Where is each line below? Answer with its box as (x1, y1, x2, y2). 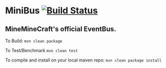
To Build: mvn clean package (5, 38, 62, 44)
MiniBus (5, 5, 40, 16)
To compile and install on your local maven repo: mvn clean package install (5, 57, 162, 63)
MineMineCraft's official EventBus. (5, 25, 117, 33)
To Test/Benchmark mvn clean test (5, 48, 78, 53)
